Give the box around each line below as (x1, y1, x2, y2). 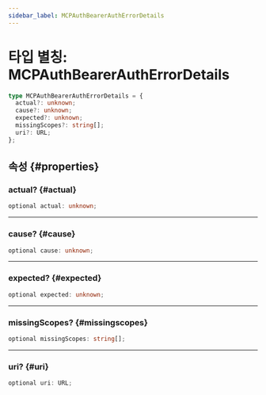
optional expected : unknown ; (8, 290, 104, 298)
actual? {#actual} (8, 184, 77, 195)
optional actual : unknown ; (8, 202, 97, 210)
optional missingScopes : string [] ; (8, 335, 126, 343)
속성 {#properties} (8, 160, 100, 174)
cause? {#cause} (8, 228, 76, 240)
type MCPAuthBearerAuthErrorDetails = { (8, 92, 144, 100)
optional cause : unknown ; (8, 247, 93, 255)
